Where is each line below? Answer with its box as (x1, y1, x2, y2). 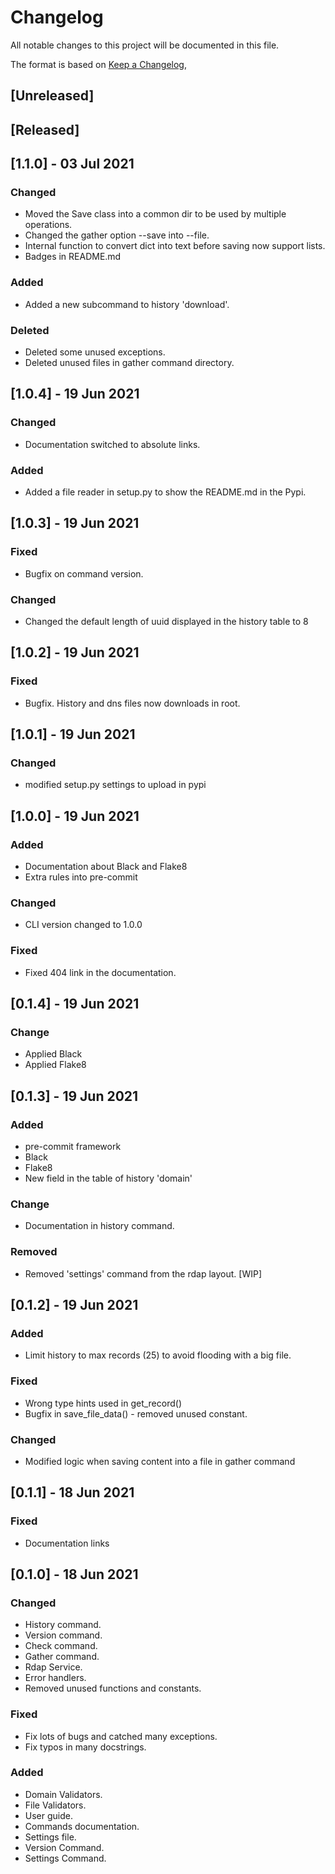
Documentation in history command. (24, 1220, 175, 1232)
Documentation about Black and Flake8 (24, 861, 188, 873)
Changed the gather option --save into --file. (24, 229, 210, 241)
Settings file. (24, 1831, 77, 1843)
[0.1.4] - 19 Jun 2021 (10, 996, 140, 1013)
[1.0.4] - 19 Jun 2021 (10, 386, 140, 403)
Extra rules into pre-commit (24, 871, 138, 883)
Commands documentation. (24, 1820, 140, 1832)
